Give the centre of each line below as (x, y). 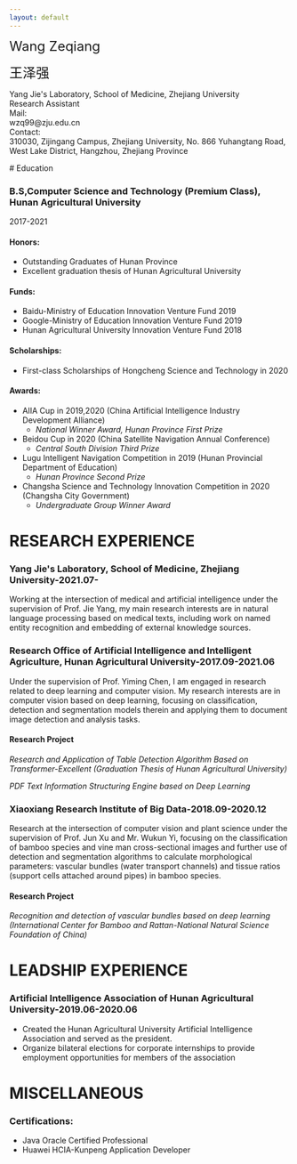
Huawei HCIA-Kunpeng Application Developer (106, 1150)
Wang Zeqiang (55, 46)
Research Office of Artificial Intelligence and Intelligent (130, 651)
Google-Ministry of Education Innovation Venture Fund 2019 (132, 320)
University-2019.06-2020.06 (73, 1009)
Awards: (25, 391)
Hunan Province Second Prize (90, 476)
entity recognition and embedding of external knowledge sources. (130, 627)
